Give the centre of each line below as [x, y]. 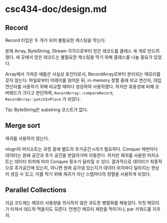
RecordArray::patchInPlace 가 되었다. [43, 99]
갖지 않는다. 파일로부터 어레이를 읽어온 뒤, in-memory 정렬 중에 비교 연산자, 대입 [83, 80]
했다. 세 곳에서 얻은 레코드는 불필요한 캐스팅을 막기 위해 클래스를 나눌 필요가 [79, 57]
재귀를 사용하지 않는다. [27, 138]
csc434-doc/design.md [56, 9]
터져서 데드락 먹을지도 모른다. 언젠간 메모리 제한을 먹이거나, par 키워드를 [81, 209]
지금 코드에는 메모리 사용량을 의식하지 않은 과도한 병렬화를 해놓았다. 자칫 [76, 202]
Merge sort [23, 126]
